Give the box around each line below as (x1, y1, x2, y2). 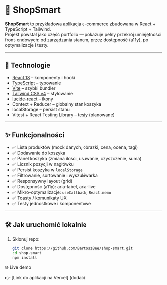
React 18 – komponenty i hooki (12, 74, 76, 80)
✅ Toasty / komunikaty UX (12, 195, 67, 201)
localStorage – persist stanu (12, 106, 70, 112)
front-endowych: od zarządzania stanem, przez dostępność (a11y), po (5, 37, 148, 43)
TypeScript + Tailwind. (5, 26, 51, 32)
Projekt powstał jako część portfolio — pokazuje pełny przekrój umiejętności (5, 31, 162, 37)
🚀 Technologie (5, 61, 51, 70)
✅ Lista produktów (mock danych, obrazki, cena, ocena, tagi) (12, 144, 138, 150)
